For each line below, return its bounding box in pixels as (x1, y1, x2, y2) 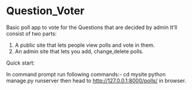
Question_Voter (6, 4, 85, 18)
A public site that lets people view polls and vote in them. (14, 41, 155, 49)
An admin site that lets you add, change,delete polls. (14, 47, 144, 54)
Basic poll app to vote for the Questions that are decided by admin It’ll (6, 24, 178, 31)
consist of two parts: (6, 30, 57, 37)
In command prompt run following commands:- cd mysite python (6, 70, 166, 78)
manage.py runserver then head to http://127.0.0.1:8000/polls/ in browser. (6, 77, 187, 84)
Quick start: (6, 59, 35, 66)
